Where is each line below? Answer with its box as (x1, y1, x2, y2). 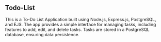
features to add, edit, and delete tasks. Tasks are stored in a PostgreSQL (5, 26, 150, 32)
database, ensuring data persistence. (5, 31, 80, 37)
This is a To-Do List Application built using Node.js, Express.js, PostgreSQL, (5, 16, 156, 22)
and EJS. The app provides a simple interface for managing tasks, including (5, 21, 156, 27)
